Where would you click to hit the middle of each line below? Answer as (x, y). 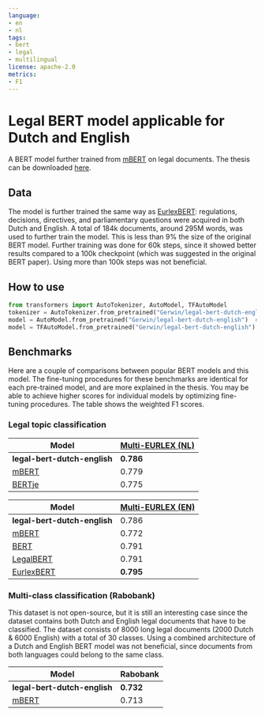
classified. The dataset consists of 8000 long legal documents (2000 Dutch (131, 629)
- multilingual (33, 60)
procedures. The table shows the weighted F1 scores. (118, 405)
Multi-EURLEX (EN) (158, 507)
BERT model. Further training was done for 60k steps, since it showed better (132, 245)
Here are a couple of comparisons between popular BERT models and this (129, 371)
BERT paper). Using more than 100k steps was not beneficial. (108, 262)
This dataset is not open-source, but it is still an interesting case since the (128, 612)
